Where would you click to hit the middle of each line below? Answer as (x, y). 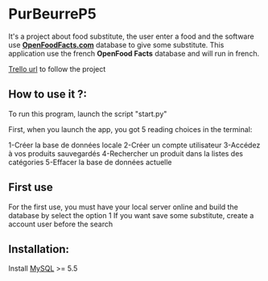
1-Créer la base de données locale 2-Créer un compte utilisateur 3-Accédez (134, 145)
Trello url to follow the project (57, 68)
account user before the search (61, 224)
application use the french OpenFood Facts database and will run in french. (134, 53)
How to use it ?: (47, 95)
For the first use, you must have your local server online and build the (124, 207)
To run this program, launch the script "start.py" (88, 114)
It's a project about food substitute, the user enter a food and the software (132, 36)
